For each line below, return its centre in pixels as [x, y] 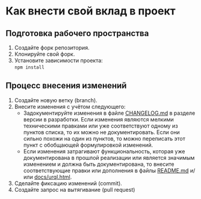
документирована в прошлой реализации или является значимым [109, 158]
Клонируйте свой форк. [45, 54]
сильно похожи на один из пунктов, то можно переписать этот [104, 138]
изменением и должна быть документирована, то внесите [99, 164]
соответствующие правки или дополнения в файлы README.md [106, 170]
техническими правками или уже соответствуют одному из [100, 126]
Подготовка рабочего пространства [77, 33]
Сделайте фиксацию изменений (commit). [68, 183]
